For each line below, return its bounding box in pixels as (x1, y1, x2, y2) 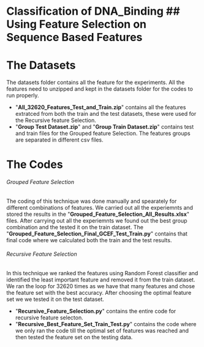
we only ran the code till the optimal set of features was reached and (15, 327, 189, 334)
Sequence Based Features (6, 31, 143, 44)
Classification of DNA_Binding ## (6, 4, 181, 18)
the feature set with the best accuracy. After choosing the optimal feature (6, 289, 192, 296)
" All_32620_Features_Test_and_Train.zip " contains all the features (15, 104, 186, 111)
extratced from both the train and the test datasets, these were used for (15, 110, 197, 118)
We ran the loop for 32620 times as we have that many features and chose (6, 282, 195, 289)
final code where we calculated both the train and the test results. (6, 236, 172, 243)
